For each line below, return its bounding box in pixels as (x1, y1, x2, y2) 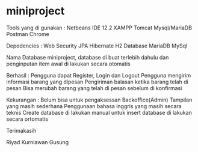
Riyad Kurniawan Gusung (6, 138, 69, 145)
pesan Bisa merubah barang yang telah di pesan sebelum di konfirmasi (6, 84, 182, 91)
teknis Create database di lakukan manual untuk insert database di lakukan (6, 109, 193, 116)
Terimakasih (6, 127, 37, 134)
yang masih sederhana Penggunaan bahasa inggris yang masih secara (6, 102, 182, 109)
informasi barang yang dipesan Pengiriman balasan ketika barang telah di (6, 78, 188, 85)
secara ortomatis (6, 115, 48, 123)
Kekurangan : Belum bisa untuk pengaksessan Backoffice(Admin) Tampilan (6, 96, 193, 103)
